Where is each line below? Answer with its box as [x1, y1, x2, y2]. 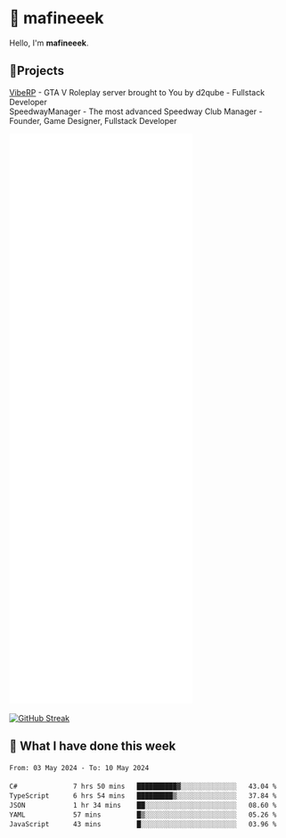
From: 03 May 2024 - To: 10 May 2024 [9, 763, 150, 772]
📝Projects [9, 63, 65, 78]
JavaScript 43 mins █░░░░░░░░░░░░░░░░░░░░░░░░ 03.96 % [9, 819, 277, 828]
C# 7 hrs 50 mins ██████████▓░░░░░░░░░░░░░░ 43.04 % [9, 782, 277, 792]
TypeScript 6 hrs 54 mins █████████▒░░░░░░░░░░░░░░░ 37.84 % [9, 792, 277, 801]
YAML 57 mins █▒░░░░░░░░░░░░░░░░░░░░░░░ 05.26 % [9, 810, 277, 819]
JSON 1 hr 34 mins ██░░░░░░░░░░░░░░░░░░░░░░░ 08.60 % [9, 801, 277, 810]
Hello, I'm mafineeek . [9, 37, 89, 48]
